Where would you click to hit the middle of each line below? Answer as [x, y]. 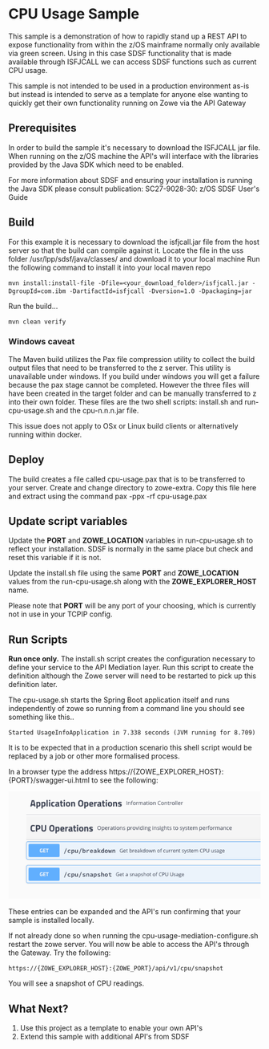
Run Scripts [38, 639]
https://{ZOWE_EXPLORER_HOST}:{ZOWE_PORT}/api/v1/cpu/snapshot [116, 969]
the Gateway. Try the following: [60, 953]
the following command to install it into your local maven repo [110, 267]
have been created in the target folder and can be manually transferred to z [132, 393]
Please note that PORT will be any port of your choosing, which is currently [132, 606]
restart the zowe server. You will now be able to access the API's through [129, 945]
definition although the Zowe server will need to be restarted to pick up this [132, 676]
